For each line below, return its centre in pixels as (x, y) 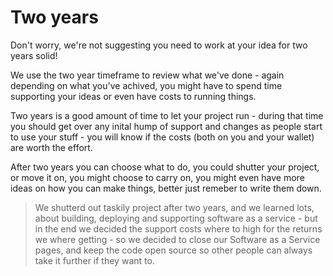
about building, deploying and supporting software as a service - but (176, 218)
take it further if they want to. (94, 260)
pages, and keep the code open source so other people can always (173, 250)
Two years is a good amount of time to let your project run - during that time (167, 115)
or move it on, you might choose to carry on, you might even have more (157, 177)
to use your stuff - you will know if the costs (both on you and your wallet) (162, 137)
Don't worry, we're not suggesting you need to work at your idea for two (159, 45)
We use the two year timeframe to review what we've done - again (147, 75)
